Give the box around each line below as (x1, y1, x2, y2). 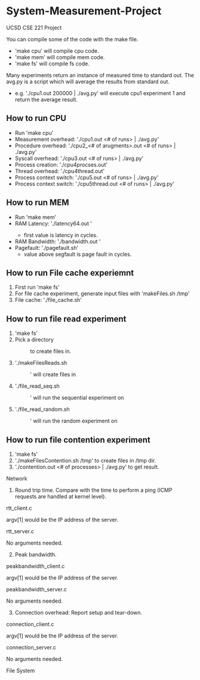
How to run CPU (6, 113, 67, 123)
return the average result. (14, 96, 78, 103)
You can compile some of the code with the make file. (6, 35, 139, 43)
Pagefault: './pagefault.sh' (14, 244, 79, 251)
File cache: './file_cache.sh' (14, 297, 82, 304)
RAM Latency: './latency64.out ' (14, 220, 93, 227)
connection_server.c (6, 644, 57, 651)
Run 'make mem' (14, 213, 57, 220)
